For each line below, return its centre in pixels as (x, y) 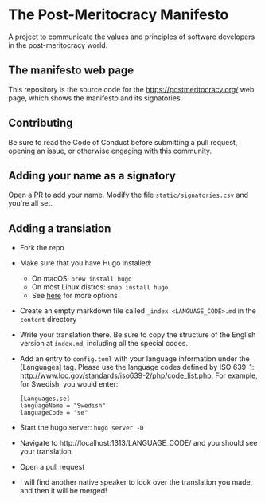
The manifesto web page (71, 71)
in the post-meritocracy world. (58, 45)
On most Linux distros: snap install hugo (100, 287)
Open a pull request (52, 467)
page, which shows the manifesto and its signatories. (95, 98)
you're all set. (31, 203)
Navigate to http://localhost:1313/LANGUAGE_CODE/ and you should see (138, 443)
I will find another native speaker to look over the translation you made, (136, 482)
